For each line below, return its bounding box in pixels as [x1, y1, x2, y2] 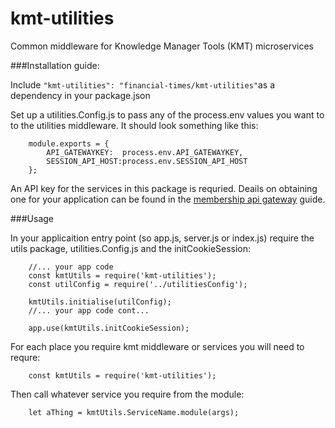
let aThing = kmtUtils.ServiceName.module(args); [28, 407, 240, 417]
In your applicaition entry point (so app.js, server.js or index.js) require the [10, 232, 315, 244]
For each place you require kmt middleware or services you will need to [10, 340, 305, 352]
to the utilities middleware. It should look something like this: [10, 119, 259, 131]
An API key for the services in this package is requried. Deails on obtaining [10, 182, 318, 194]
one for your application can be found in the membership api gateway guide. [10, 193, 326, 205]
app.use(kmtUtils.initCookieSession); [28, 323, 190, 333]
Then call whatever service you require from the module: [10, 388, 245, 400]
